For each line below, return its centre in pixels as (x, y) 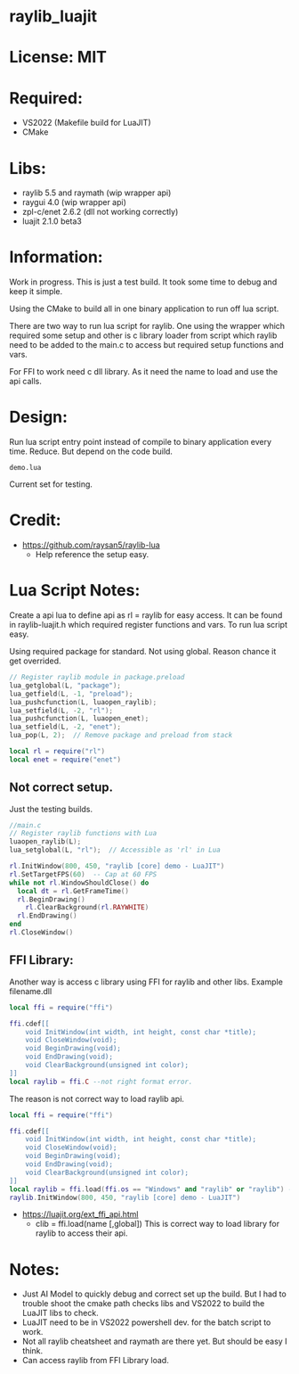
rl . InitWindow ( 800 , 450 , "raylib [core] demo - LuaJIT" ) (117, 867)
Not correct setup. (61, 788)
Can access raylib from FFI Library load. (95, 1361)
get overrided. (35, 661)
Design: (39, 417)
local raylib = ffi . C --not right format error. (101, 1082)
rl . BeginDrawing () (52, 899)
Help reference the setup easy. (92, 555)
